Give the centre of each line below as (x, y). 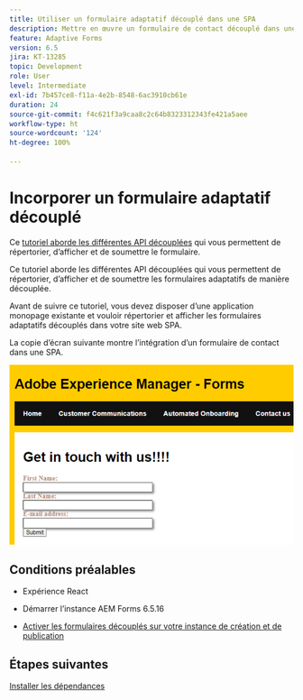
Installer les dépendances (57, 686)
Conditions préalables (73, 570)
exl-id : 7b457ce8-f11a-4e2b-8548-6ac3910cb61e (98, 95)
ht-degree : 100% (40, 143)
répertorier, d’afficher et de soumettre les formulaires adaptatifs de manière (150, 279)
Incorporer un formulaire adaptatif (140, 198)
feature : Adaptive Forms (56, 38)
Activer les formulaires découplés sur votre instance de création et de (152, 626)
